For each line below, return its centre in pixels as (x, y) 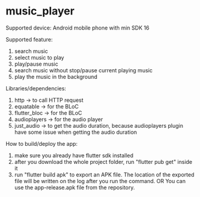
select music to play (39, 57)
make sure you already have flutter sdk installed (74, 155)
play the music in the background (56, 77)
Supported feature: (29, 39)
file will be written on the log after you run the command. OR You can (100, 181)
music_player (40, 11)
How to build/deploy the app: (42, 143)
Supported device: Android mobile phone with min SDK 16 (78, 28)
